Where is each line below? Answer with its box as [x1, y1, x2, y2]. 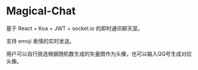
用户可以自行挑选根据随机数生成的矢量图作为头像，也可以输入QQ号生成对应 [6, 50, 192, 57]
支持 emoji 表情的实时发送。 [6, 37, 75, 44]
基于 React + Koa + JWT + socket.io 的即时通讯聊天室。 [6, 25, 143, 32]
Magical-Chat [6, 4, 76, 18]
